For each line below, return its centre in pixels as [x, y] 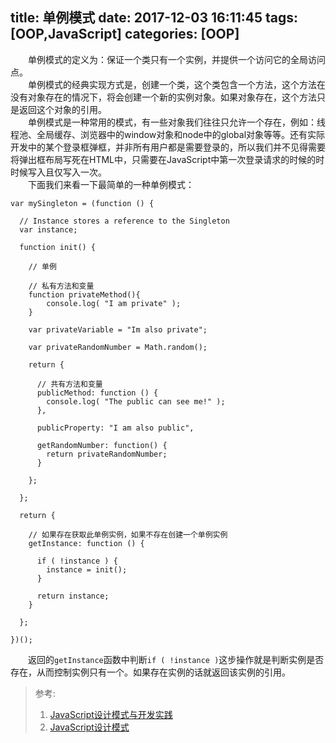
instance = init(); [87, 569]
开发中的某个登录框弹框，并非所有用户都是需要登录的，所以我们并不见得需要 [168, 147]
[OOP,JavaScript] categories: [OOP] [125, 34]
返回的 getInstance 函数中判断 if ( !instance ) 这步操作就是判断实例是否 [176, 659]
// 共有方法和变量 [69, 384]
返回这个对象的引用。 [62, 109]
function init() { [58, 247]
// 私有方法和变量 [61, 286]
